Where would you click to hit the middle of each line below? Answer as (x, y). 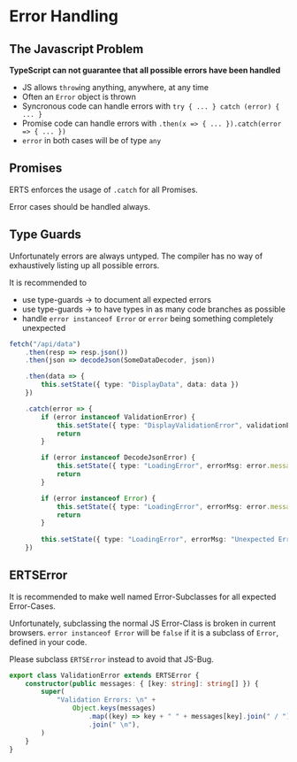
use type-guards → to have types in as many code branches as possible (153, 309)
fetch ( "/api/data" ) (45, 344)
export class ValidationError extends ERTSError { (104, 675)
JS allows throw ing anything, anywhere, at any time (115, 87)
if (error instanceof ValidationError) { (118, 417)
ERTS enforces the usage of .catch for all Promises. (104, 189)
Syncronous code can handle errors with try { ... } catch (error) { (151, 106)
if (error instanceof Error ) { (99, 498)
